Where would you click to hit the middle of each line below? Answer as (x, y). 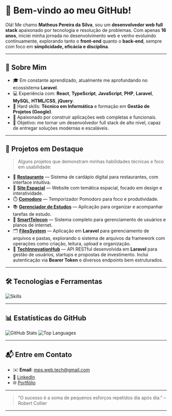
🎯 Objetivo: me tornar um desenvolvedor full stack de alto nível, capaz (87, 122)
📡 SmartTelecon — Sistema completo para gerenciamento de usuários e (89, 219)
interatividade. (28, 193)
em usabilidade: (35, 167)
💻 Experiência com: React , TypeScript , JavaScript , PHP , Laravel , (83, 93)
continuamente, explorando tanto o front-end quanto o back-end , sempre (84, 41)
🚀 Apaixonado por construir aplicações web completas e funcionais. (85, 117)
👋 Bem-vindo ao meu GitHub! (68, 11)
